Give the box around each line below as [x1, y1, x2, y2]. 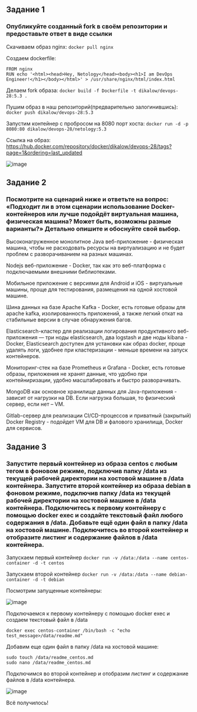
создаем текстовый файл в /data [6, 616, 88, 624]
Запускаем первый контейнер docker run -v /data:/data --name [6, 554, 168, 561]
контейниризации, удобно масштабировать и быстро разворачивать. [6, 377, 182, 384]
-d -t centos [32, 560, 65, 566]
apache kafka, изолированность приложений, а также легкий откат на [6, 310, 183, 317]
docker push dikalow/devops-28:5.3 [6, 109, 94, 116]
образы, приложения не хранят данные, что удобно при [6, 370, 147, 378]
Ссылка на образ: [6, 136, 51, 143]
